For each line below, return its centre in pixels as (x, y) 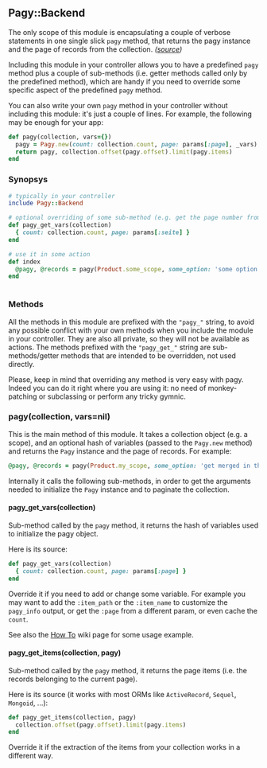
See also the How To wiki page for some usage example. (101, 634)
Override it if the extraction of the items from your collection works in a (124, 747)
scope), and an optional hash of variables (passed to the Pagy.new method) (130, 442)
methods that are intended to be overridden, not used (149, 355)
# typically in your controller (62, 196)
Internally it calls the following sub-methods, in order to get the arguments (130, 481)
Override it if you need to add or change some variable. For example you (127, 594)
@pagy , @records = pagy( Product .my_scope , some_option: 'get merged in (129, 466)
